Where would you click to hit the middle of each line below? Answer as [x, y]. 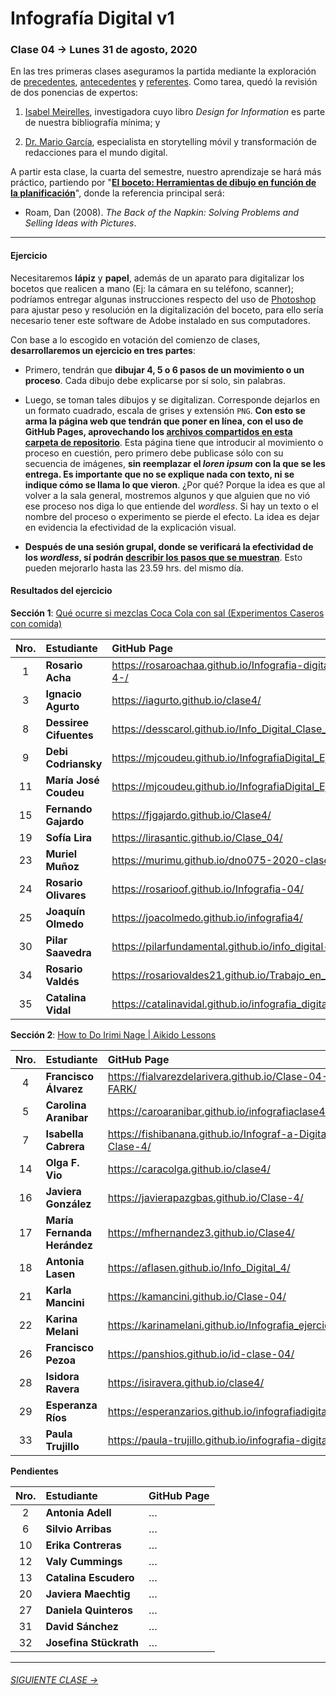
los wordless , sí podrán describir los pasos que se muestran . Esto [163, 557]
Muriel [61, 854]
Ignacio [63, 694]
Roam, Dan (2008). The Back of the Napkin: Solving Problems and [161, 213]
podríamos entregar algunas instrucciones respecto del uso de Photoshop [163, 299]
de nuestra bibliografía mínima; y [92, 123]
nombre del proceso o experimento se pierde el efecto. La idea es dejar [172, 516]
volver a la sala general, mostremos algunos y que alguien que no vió [167, 495]
